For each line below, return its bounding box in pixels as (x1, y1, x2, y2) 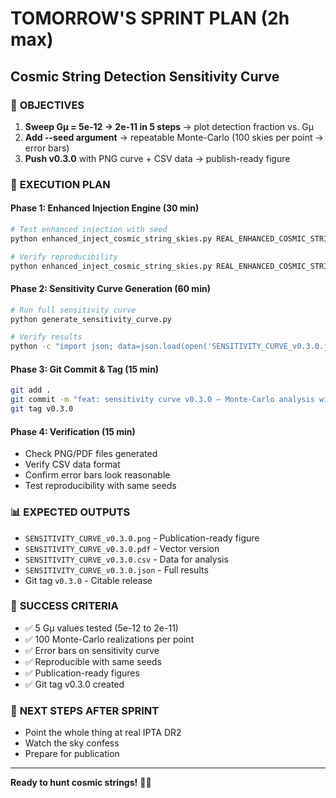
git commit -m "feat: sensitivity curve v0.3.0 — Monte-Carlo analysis (10, 395, 315, 405)
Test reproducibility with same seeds (24, 480, 177, 492)
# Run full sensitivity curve (10, 305, 137, 315)
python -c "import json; (10, 342, 114, 352)
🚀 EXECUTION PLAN (10, 177, 111, 191)
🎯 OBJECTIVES (10, 98, 85, 112)
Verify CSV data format (24, 458, 121, 471)
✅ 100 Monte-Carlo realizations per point (24, 633, 195, 645)
